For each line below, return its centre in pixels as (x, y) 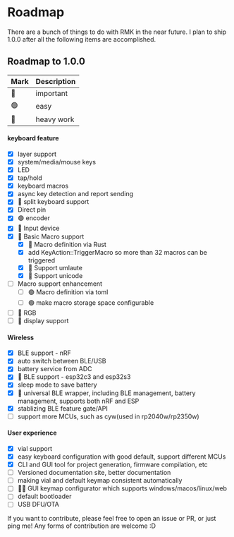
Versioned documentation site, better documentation (94, 473)
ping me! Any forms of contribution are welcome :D (82, 526)
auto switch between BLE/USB (62, 361)
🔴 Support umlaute (55, 267)
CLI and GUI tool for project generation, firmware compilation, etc (112, 465)
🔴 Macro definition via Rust (67, 244)
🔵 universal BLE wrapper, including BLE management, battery (106, 393)
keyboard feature (33, 138)
